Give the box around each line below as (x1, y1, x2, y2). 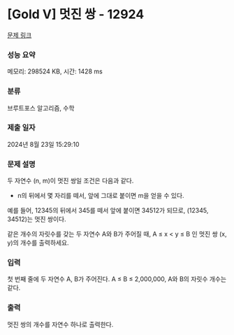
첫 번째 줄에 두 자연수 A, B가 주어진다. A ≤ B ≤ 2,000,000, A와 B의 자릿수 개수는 (7, 275, 227, 283)
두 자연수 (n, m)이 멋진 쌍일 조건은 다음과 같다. (7, 176, 134, 185)
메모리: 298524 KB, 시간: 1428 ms (7, 67, 103, 76)
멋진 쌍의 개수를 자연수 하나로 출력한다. (7, 320, 114, 329)
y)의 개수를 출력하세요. (7, 238, 69, 247)
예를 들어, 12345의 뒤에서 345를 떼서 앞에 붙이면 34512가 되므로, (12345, (7, 206, 209, 215)
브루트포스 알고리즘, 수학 (7, 104, 75, 112)
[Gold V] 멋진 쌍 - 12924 (7, 6, 145, 22)
